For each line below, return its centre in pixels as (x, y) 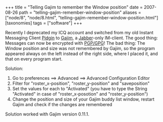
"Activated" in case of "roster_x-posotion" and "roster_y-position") (80, 94)
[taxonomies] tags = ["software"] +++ (44, 23)
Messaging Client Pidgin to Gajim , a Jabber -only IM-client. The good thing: (81, 38)
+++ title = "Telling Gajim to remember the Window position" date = (74, 7)
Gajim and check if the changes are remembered (62, 104)
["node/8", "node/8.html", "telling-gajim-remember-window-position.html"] (82, 18)
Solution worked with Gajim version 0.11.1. (47, 114)
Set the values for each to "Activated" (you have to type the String (80, 89)
